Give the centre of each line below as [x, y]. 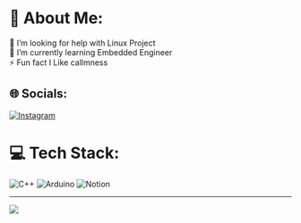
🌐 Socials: [39, 94]
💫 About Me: [56, 18]
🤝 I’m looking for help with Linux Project [82, 43]
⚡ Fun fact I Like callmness [59, 62]
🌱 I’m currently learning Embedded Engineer [91, 52]
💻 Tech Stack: [64, 153]
